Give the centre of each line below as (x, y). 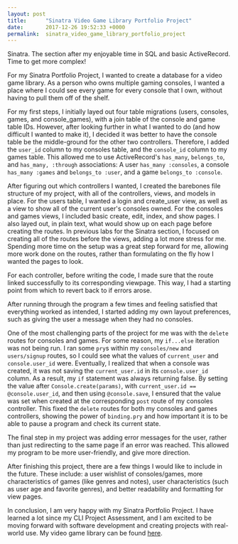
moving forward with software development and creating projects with (110, 526)
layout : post (27, 14)
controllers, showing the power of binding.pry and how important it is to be (118, 416)
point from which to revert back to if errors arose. (80, 290)
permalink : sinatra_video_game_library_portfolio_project (97, 34)
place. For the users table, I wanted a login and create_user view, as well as (118, 201)
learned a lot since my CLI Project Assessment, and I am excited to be (109, 518)
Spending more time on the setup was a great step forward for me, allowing (118, 247)
